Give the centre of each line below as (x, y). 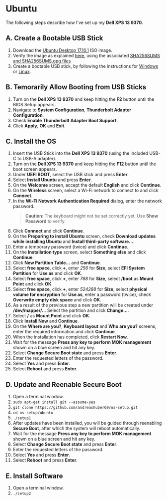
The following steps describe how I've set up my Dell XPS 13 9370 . (74, 22)
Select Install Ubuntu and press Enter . (52, 180)
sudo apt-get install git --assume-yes (54, 402)
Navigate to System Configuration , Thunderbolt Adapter (72, 110)
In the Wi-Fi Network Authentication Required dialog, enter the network (87, 201)
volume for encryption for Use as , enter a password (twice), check (82, 294)
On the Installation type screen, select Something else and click (79, 252)
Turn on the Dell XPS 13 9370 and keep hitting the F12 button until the (84, 164)
